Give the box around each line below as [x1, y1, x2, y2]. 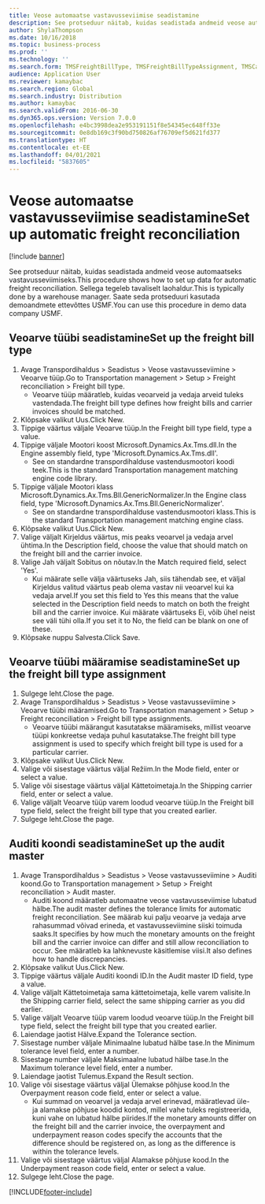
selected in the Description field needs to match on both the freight [31, 599, 250, 608]
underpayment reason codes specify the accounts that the [31, 1130, 223, 1139]
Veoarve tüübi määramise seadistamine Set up [9, 656, 241, 669]
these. [31, 624, 53, 634]
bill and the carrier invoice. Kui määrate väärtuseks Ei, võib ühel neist [31, 608, 256, 617]
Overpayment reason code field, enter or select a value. [20, 1088, 201, 1098]
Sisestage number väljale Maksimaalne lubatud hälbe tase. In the [20, 1054, 229, 1064]
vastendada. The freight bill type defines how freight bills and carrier [31, 398, 253, 407]
